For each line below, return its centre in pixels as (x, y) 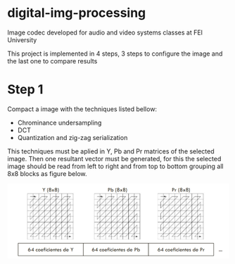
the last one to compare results (52, 61)
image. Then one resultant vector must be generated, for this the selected (114, 158)
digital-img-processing (77, 13)
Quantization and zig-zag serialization (72, 137)
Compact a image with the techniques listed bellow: (82, 109)
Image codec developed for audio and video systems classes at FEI (105, 32)
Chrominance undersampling (59, 122)
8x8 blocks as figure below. (47, 173)
